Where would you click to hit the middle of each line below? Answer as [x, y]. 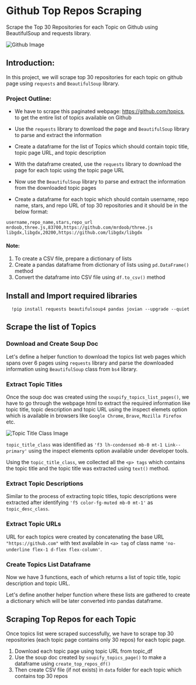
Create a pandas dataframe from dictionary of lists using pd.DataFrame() [102, 265]
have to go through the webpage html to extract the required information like [98, 403]
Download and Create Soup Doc [52, 344]
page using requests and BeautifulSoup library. [63, 83]
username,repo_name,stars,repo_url [49, 223]
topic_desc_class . [28, 509]
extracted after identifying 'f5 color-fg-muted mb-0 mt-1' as [80, 503]
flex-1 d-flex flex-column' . [67, 549]
